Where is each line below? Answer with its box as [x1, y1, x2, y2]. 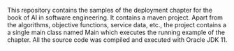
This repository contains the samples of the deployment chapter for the [7, 6, 213, 14]
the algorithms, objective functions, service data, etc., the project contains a [7, 21, 227, 29]
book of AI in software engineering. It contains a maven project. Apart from [7, 13, 224, 22]
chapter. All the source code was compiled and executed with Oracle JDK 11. [7, 36, 228, 44]
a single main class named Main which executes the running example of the [7, 28, 226, 36]
